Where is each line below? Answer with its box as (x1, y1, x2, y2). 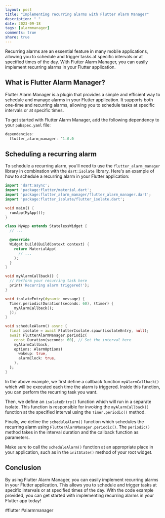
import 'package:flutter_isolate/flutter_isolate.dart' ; (5, 197, 125, 201)
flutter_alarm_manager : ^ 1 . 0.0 (9, 136, 74, 141)
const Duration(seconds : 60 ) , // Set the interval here (14, 337, 132, 342)
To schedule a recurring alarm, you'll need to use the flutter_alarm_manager (5, 163, 161, 169)
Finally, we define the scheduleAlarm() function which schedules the (5, 418, 144, 425)
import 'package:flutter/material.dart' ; (5, 188, 92, 193)
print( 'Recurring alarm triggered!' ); (9, 283, 90, 288)
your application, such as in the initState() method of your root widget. (5, 449, 153, 455)
